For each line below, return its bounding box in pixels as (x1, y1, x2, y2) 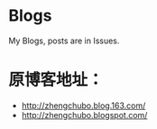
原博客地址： (8, 69, 105, 90)
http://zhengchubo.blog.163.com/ (21, 100, 146, 111)
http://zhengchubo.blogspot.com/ (21, 109, 148, 120)
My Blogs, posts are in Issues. (8, 35, 120, 46)
